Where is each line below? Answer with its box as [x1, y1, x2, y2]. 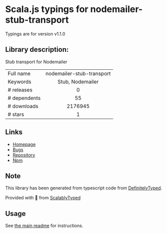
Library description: [5, 45, 69, 54]
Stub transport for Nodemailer [5, 59, 68, 65]
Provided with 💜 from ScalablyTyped [5, 195, 81, 201]
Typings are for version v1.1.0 [5, 31, 65, 37]
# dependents [8, 94, 41, 101]
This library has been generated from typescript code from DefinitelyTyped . [5, 185, 162, 191]
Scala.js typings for [5, 4, 89, 15]
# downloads [8, 102, 39, 109]
